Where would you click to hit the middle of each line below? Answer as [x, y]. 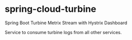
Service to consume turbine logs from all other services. [63, 32]
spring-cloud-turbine [51, 9]
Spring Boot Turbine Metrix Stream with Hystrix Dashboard [66, 23]
